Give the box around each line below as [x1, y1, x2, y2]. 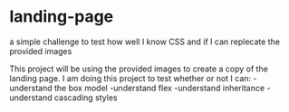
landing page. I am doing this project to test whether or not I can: [9, 72, 252, 83]
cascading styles [53, 92, 118, 103]
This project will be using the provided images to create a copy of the [9, 63, 269, 74]
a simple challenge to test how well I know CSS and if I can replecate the [9, 36, 281, 47]
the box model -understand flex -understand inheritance [53, 82, 265, 93]
